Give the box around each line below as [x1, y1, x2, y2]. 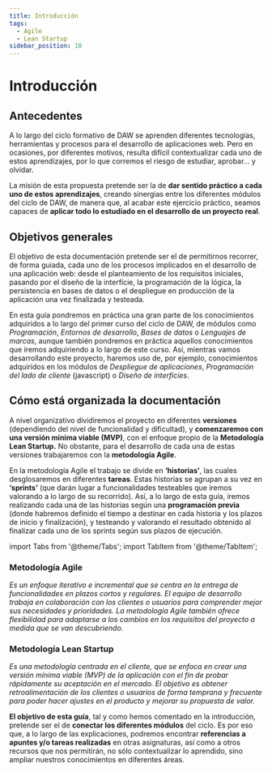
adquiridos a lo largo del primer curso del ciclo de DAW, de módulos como [9, 318, 257, 328]
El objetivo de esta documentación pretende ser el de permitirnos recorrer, [9, 251, 258, 261]
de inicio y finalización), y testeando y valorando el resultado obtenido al [9, 517, 252, 527]
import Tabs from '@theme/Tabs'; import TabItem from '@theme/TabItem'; [9, 541, 258, 551]
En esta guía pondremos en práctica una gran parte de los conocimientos [9, 309, 254, 320]
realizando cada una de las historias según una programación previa [9, 500, 240, 510]
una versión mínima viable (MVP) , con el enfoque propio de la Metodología [9, 433, 264, 442]
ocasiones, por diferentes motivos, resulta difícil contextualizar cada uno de [9, 147, 262, 158]
